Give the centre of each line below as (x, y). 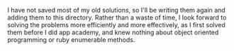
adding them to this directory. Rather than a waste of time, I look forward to (117, 17)
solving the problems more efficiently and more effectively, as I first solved (116, 25)
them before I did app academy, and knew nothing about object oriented (113, 32)
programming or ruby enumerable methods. (71, 40)
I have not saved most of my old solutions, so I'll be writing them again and (116, 10)
